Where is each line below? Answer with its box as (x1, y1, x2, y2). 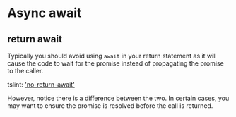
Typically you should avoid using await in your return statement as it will (7, 51, 217, 60)
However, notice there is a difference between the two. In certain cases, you (7, 94, 230, 102)
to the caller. (7, 67, 44, 75)
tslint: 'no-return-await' (7, 80, 76, 89)
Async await (7, 5, 82, 21)
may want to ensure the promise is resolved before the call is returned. (7, 101, 213, 110)
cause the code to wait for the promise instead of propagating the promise (7, 59, 224, 68)
